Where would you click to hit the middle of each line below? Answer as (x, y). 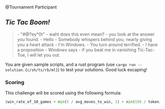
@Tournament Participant (31, 7)
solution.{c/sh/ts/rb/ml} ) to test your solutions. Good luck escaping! (76, 69)
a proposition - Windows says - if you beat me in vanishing (77, 50)
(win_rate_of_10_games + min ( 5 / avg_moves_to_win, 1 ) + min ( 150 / (76, 102)
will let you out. (45, 55)
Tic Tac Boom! (27, 22)
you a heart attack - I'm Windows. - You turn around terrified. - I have (87, 44)
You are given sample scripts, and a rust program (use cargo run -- (74, 64)
